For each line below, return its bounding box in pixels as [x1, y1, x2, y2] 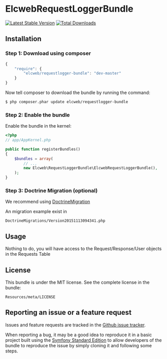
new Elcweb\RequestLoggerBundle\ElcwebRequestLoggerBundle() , [23, 166, 158, 171]
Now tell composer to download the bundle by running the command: [5, 89, 151, 96]
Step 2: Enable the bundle [5, 111, 70, 118]
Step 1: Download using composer [5, 50, 91, 57]
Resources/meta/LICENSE [5, 294, 56, 300]
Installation [5, 35, 42, 43]
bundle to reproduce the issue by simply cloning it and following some [5, 342, 152, 348]
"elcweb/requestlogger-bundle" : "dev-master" [23, 71, 122, 76]
